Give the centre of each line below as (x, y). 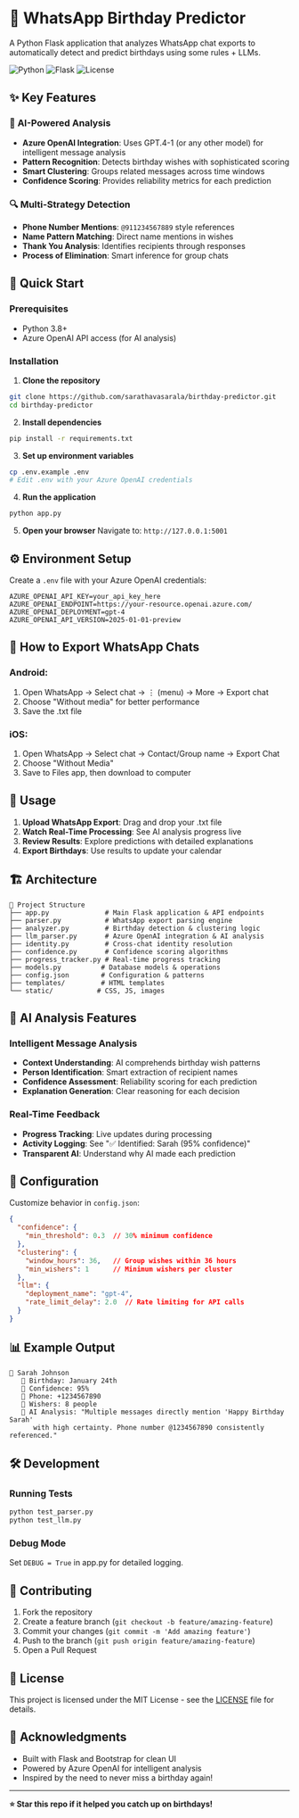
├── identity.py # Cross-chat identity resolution (121, 944)
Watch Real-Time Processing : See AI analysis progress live (132, 831)
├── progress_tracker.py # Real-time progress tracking (115, 959)
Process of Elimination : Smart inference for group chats (125, 255)
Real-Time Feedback (55, 1115)
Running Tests (41, 1493)
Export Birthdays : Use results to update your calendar (122, 851)
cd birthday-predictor (51, 405)
